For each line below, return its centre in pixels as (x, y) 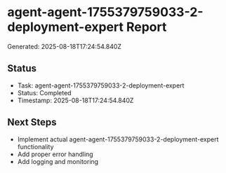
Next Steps (32, 122)
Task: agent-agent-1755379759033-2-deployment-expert (101, 85)
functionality (35, 146)
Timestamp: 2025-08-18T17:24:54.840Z (75, 100)
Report (146, 27)
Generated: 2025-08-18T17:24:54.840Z (64, 46)
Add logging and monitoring (58, 161)
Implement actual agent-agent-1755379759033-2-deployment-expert (118, 139)
